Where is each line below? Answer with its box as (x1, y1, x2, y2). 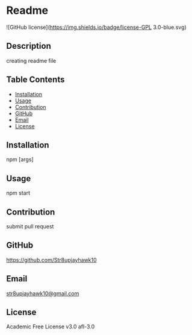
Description (6, 41, 51, 51)
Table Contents (6, 75, 65, 85)
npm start (6, 189, 31, 196)
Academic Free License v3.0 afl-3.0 (6, 323, 95, 330)
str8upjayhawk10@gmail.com (6, 290, 79, 297)
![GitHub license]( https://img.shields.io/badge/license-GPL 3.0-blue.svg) (6, 23, 187, 31)
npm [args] (6, 156, 34, 163)
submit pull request (6, 223, 54, 230)
